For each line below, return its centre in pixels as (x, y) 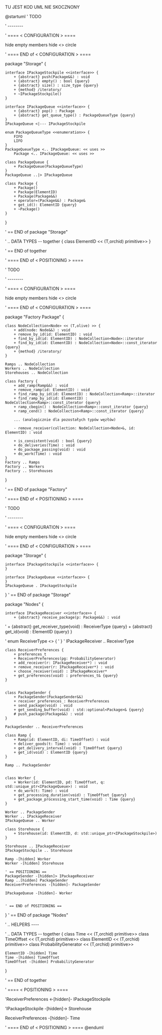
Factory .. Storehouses (29, 471)
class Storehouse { (25, 829)
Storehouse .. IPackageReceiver (38, 846)
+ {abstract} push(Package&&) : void (52, 77)
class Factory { (21, 381)
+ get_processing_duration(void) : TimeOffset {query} (70, 795)
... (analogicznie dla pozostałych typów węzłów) (65, 420)
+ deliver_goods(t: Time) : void (48, 744)
